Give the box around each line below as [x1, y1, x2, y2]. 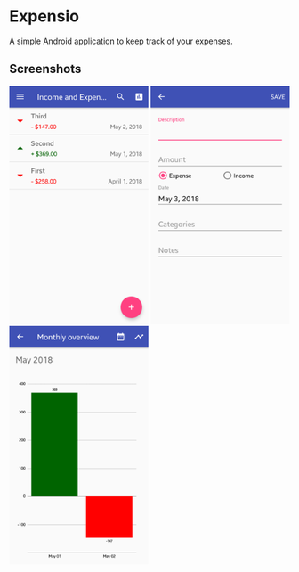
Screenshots [9, 61, 82, 77]
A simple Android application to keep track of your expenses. [9, 36, 233, 46]
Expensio [9, 6, 80, 27]
